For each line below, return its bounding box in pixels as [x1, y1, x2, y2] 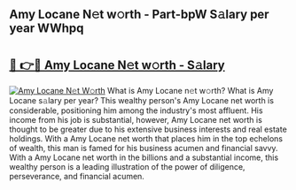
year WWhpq [9, 21, 84, 36]
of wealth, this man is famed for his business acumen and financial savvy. [9, 143, 278, 153]
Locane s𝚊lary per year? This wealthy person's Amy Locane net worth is [9, 95, 275, 105]
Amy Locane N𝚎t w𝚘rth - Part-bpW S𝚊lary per [9, 7, 269, 22]
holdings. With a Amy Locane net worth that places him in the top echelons [9, 133, 284, 144]
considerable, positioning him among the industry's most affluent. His [9, 105, 263, 116]
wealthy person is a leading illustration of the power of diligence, [9, 162, 245, 171]
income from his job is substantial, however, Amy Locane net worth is [9, 115, 263, 125]
